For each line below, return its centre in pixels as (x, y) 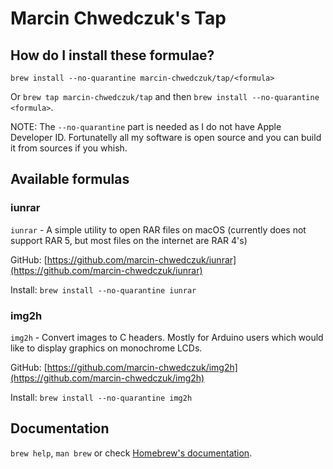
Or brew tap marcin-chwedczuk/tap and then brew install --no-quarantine (165, 96)
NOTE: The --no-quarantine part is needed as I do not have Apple (146, 126)
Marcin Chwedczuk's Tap (118, 18)
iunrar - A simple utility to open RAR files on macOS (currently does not (158, 229)
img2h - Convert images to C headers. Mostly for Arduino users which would (167, 337)
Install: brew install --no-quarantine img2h (101, 397)
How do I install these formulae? (112, 55)
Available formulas (70, 179)
